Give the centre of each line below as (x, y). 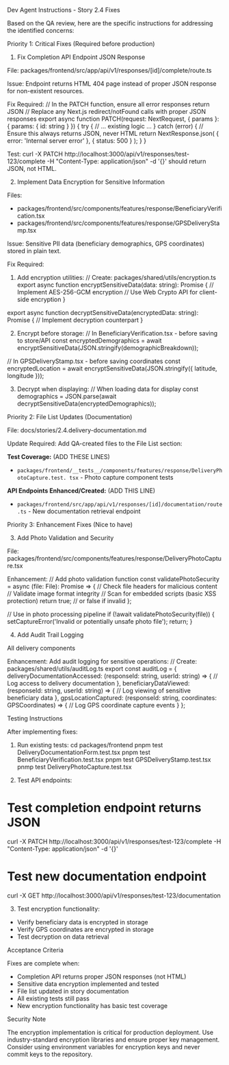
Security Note (27, 1019)
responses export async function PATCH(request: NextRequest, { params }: (113, 119)
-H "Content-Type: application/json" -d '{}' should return (126, 161)
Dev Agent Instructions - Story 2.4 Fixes (64, 10)
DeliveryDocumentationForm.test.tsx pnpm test (83, 752)
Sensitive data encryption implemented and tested (88, 983)
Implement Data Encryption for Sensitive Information (91, 182)
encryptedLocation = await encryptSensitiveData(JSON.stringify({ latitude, (112, 368)
